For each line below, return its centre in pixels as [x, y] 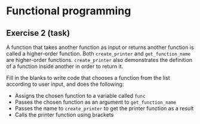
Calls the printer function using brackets [64, 115]
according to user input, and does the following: [65, 84]
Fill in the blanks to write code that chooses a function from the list [88, 78]
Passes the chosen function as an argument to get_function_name [96, 102]
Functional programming [69, 11]
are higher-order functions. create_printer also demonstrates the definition [99, 60]
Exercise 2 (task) [38, 33]
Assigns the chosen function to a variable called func [80, 96]
